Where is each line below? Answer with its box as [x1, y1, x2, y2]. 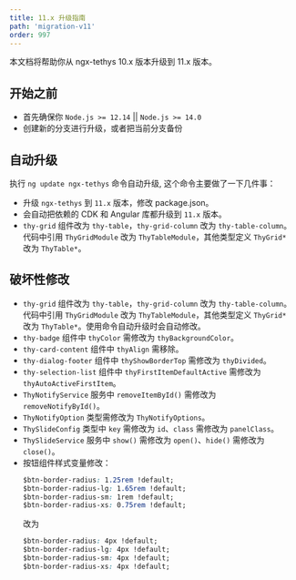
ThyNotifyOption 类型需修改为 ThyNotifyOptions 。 [22, 412, 210, 422]
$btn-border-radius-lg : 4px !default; [22, 545, 170, 555]
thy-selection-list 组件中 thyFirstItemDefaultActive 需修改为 [22, 366, 261, 377]
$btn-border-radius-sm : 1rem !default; [22, 493, 175, 502]
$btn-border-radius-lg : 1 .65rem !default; [22, 483, 187, 493]
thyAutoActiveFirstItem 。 [22, 377, 121, 388]
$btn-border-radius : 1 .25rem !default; [22, 475, 175, 484]
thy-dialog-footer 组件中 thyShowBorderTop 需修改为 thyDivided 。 [22, 354, 271, 365]
